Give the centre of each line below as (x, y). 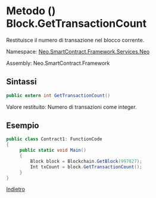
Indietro (16, 189)
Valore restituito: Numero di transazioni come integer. (71, 107)
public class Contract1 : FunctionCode (54, 139)
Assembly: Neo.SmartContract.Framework (58, 63)
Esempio (23, 126)
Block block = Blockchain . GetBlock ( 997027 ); (86, 161)
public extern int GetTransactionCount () (58, 95)
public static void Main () (53, 150)
